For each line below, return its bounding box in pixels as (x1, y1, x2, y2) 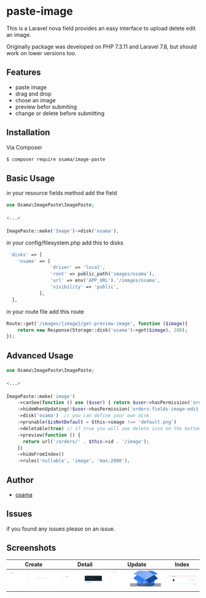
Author (6, 475, 34, 485)
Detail (77, 561, 93, 568)
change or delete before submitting (15, 109, 105, 117)
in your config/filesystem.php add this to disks (6, 239, 124, 246)
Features (6, 67, 41, 78)
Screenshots (6, 543, 56, 553)
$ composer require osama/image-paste (6, 156, 105, 162)
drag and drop (15, 90, 52, 97)
